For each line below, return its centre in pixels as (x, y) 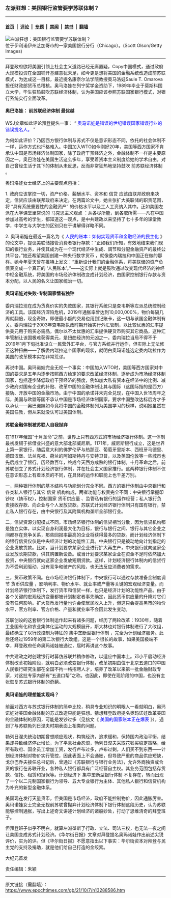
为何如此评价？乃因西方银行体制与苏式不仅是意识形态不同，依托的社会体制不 (85, 140)
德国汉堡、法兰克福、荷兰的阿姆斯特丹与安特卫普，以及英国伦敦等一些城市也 (85, 456)
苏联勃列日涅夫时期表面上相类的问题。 (59, 726)
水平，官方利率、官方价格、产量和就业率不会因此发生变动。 (68, 609)
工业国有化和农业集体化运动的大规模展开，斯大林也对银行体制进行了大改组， (85, 627)
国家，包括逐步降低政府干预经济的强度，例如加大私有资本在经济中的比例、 (83, 380)
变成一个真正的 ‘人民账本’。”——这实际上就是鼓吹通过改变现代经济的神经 (89, 268)
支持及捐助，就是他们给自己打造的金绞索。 (63, 847)
